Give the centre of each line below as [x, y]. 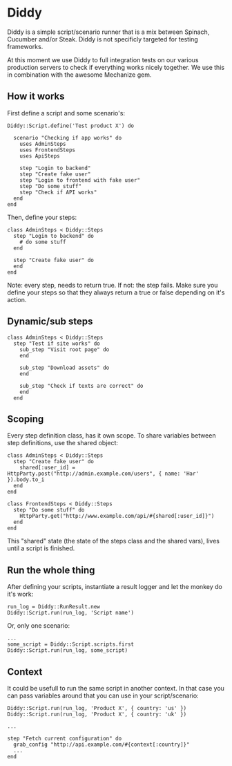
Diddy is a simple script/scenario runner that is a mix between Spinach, [108, 32]
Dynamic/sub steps [50, 322]
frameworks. [25, 46]
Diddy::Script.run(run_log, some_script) [68, 651]
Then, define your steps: [42, 217]
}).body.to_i [26, 480]
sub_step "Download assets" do [65, 368]
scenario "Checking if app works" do [68, 138]
